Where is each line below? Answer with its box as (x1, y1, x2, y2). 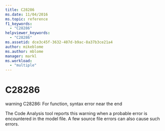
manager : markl (5, 53, 37, 59)
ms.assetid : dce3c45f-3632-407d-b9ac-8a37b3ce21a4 (5, 40, 113, 45)
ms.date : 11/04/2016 (5, 12, 48, 17)
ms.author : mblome (5, 49, 43, 54)
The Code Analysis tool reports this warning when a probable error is (5, 111, 147, 117)
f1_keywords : (5, 21, 32, 26)
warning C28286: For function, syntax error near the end (5, 101, 122, 107)
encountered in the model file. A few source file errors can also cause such (5, 116, 160, 122)
